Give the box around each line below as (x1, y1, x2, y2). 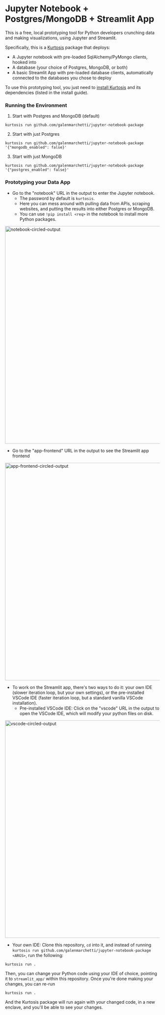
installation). (12, 700, 37, 706)
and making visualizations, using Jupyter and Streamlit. (5, 35, 117, 41)
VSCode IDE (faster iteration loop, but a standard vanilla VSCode (12, 694, 143, 701)
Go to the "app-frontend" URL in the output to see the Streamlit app (12, 448, 149, 453)
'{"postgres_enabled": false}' (5, 168, 69, 173)
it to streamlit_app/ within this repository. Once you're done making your (5, 976, 153, 982)
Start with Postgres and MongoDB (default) (12, 113, 100, 119)
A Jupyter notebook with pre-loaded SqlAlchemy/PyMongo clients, (12, 54, 148, 60)
